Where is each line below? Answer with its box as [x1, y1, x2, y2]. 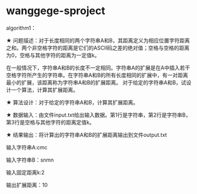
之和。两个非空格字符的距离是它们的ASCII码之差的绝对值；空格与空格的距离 [6, 44, 190, 51]
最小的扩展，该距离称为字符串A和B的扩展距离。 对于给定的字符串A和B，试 [6, 78, 186, 86]
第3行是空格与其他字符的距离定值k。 [6, 119, 95, 126]
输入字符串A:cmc [6, 143, 48, 151]
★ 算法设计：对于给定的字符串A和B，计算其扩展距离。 [6, 98, 139, 106]
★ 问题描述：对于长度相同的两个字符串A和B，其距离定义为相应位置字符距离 [6, 37, 190, 44]
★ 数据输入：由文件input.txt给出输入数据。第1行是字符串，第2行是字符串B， [6, 111, 191, 119]
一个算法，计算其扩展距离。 [11, 86, 78, 93]
